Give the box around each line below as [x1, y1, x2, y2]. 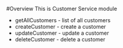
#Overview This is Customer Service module [6, 5, 118, 12]
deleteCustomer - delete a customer [14, 36, 106, 43]
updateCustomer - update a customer [14, 29, 110, 37]
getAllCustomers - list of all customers [14, 17, 111, 23]
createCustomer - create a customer [14, 23, 107, 30]
